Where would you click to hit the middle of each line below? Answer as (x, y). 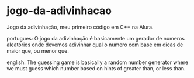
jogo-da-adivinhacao (59, 11)
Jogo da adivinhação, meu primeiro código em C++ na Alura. (80, 27)
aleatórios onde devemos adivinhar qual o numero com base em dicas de (95, 45)
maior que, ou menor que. (38, 50)
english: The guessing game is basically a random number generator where (98, 62)
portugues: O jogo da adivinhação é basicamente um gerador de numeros (96, 38)
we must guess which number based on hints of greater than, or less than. (96, 68)
